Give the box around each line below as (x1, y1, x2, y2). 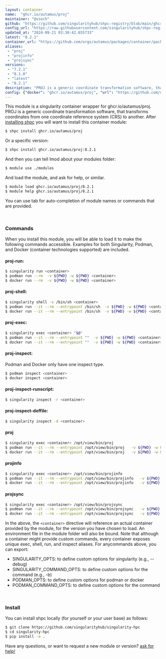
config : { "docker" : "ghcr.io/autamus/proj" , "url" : (5, 90, 114, 95)
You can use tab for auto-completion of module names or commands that (5, 198, 155, 204)
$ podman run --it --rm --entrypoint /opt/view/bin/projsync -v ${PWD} (5, 507, 161, 512)
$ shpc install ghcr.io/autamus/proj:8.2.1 (5, 147, 96, 152)
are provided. (5, 203, 33, 209)
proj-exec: (5, 320, 27, 326)
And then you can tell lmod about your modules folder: (5, 156, 116, 162)
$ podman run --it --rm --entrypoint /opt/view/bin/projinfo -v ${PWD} (5, 476, 161, 481)
